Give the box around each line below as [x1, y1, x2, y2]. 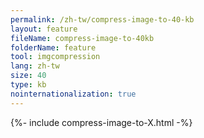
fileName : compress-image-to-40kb [10, 33, 155, 43]
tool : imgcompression [10, 52, 101, 62]
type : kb [10, 80, 47, 90]
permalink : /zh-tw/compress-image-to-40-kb [10, 14, 195, 25]
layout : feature [10, 24, 78, 34]
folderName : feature [10, 42, 97, 53]
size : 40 [10, 71, 47, 81]
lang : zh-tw [10, 61, 60, 71]
